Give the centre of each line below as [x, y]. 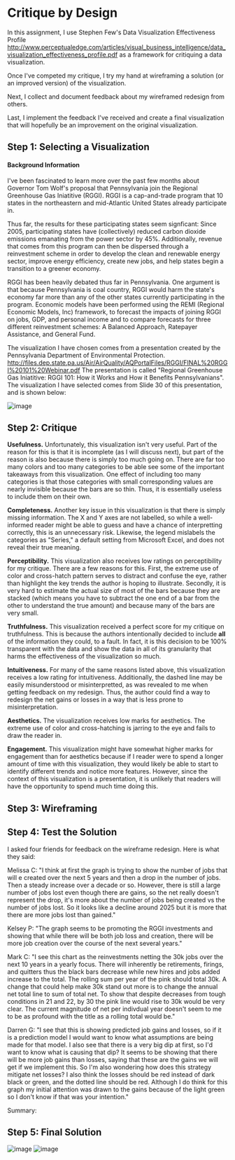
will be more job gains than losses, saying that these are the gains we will [113, 1059]
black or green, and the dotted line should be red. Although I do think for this [117, 1082]
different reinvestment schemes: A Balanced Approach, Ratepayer [102, 326]
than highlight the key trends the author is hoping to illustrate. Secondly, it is [116, 583]
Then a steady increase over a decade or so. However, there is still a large [114, 885]
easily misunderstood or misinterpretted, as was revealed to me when [108, 685]
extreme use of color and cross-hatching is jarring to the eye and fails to [111, 728]
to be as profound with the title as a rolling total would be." [91, 1016]
